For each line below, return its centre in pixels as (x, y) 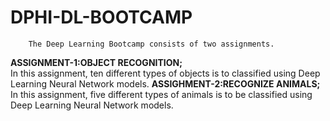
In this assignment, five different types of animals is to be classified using (161, 94)
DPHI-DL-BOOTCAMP (101, 17)
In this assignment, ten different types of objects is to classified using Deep (165, 73)
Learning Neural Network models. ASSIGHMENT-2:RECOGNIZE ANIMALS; (165, 83)
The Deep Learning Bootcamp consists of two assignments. (151, 44)
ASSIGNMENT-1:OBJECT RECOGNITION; (96, 62)
